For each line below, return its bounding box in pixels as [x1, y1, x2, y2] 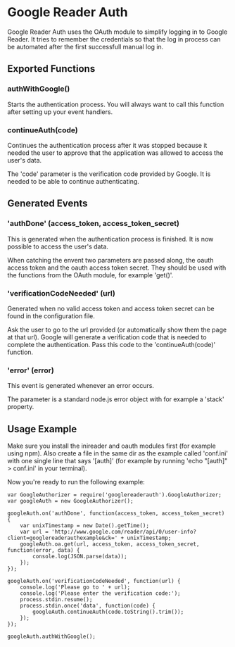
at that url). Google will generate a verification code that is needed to [7, 332, 207, 341]
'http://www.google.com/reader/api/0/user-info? [51, 529, 197, 536]
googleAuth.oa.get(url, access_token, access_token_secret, [20, 541, 200, 548]
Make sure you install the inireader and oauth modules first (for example [7, 441, 216, 451]
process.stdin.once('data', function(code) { [20, 603, 156, 610]
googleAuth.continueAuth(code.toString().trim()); [32, 608, 184, 616]
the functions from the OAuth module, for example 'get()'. [7, 270, 174, 279]
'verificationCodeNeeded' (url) [7, 288, 116, 298]
